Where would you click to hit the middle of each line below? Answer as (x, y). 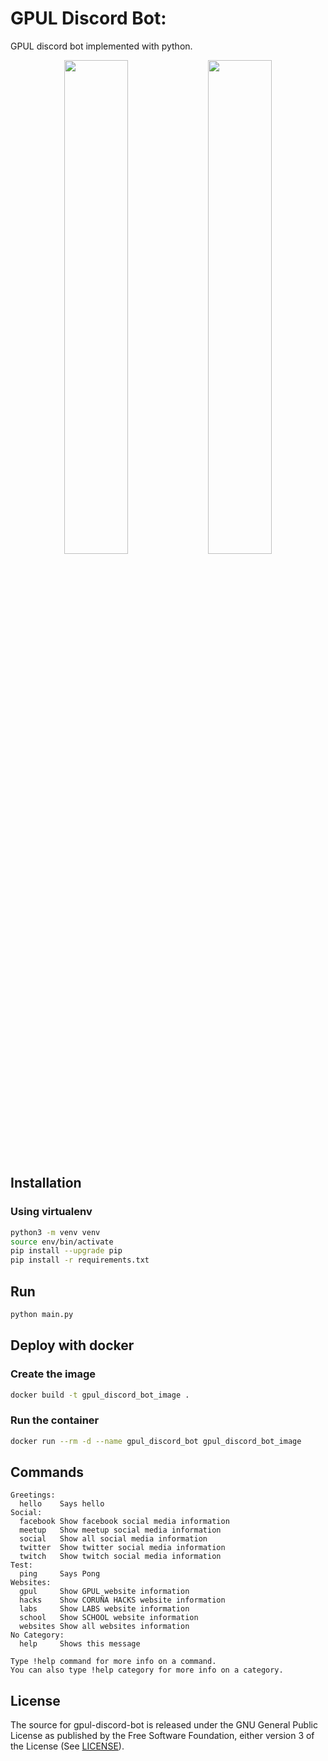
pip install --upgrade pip (66, 1251)
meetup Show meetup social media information (120, 1530)
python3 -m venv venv (55, 1232)
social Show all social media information (113, 1539)
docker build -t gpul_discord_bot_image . (100, 1395)
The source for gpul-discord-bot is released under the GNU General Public (164, 1725)
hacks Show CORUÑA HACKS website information (122, 1600)
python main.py (42, 1314)
